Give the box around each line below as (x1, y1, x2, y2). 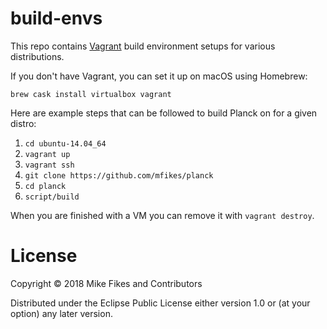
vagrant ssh (24, 160, 75, 170)
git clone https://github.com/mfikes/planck (24, 170, 214, 181)
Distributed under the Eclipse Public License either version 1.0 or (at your (10, 297, 311, 309)
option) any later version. (10, 307, 113, 319)
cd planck (24, 181, 67, 191)
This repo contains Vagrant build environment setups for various (10, 40, 276, 52)
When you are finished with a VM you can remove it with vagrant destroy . (10, 209, 315, 221)
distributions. (10, 50, 65, 62)
